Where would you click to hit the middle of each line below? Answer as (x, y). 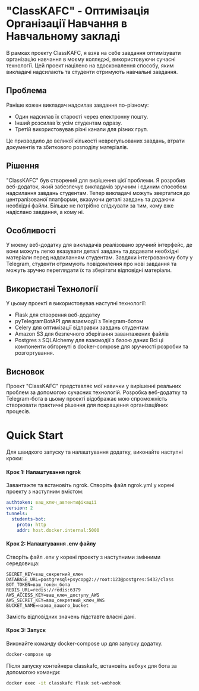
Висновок (25, 372)
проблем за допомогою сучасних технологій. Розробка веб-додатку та (97, 392)
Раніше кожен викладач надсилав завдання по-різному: (78, 105)
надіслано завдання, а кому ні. (45, 212)
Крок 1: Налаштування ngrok (44, 472)
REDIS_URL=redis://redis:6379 (44, 590)
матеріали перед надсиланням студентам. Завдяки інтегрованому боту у (99, 258)
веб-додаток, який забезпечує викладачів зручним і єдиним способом (97, 187)
